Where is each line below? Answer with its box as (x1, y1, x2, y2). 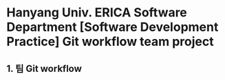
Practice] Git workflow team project (6, 34, 214, 49)
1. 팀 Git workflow (6, 63, 82, 75)
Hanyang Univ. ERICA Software (6, 5, 187, 21)
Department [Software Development (6, 19, 219, 35)
